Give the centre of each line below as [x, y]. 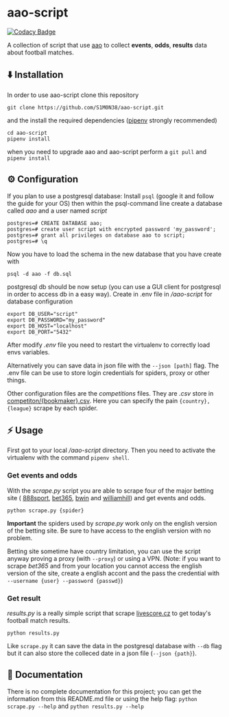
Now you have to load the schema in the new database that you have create [114, 254]
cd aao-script [27, 133]
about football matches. [40, 52]
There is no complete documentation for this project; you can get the [105, 691]
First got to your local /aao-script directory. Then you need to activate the [111, 450]
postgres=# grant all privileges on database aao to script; [96, 235]
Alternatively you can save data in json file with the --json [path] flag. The [113, 365]
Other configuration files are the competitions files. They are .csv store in [110, 393]
